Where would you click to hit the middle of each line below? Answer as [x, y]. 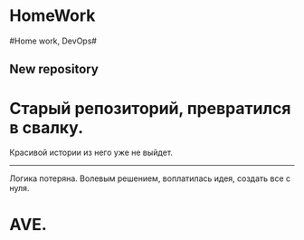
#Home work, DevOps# [53, 41]
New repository [54, 69]
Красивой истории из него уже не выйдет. [91, 153]
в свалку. [47, 127]
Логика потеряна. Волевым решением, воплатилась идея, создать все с [150, 178]
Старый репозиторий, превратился [150, 108]
